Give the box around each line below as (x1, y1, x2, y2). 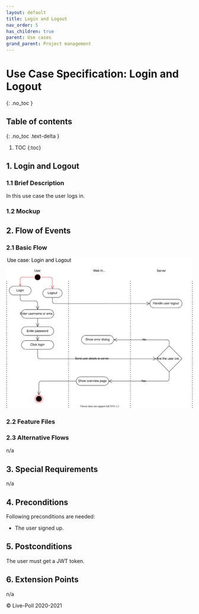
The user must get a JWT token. (6, 557, 85, 564)
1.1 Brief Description (6, 179, 65, 187)
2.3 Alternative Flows (6, 433, 69, 442)
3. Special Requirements (6, 464, 98, 474)
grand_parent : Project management (6, 41, 92, 47)
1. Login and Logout (6, 161, 80, 172)
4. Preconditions (6, 497, 69, 507)
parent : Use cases (6, 34, 52, 41)
